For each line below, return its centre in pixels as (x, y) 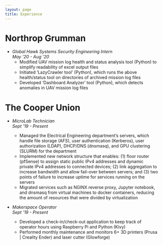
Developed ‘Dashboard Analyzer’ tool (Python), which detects (81, 83)
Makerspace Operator (34, 207)
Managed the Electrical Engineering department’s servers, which (84, 136)
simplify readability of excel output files (59, 67)
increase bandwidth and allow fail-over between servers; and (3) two (89, 172)
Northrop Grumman (45, 38)
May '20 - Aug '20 (31, 57)
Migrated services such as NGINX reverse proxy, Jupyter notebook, (87, 188)
